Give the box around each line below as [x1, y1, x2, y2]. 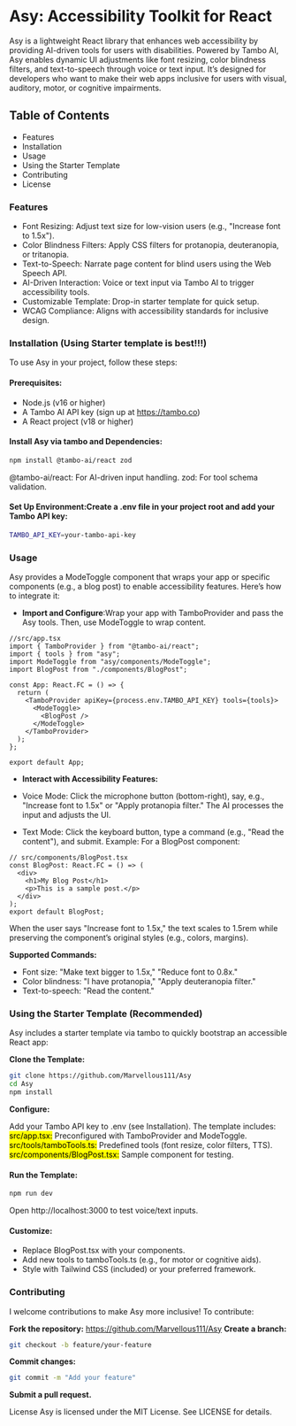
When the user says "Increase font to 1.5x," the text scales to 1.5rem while [9, 923, 278, 933]
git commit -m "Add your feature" [9, 1374, 137, 1383]
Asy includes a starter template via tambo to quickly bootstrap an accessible [9, 1028, 287, 1038]
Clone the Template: [9, 1054, 86, 1065]
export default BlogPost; [9, 907, 104, 916]
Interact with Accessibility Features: [21, 774, 159, 784]
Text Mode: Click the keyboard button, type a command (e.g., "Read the [21, 827, 285, 837]
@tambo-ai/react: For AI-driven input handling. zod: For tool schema [9, 472, 259, 482]
